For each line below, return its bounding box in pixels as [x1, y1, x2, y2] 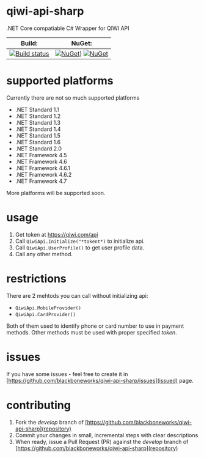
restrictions [6, 272, 67, 286]
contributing [6, 398, 71, 412]
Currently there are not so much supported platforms [6, 94, 140, 102]
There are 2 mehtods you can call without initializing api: [6, 292, 148, 299]
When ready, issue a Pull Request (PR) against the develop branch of [15, 438, 189, 445]
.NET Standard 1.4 [15, 125, 61, 133]
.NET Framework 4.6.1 [15, 164, 70, 172]
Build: [21, 39, 38, 47]
